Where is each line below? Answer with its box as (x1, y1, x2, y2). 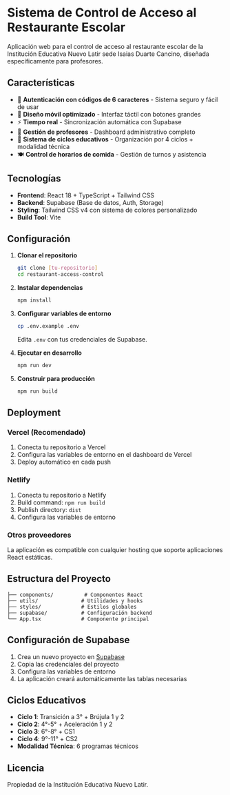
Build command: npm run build (17, 498, 105, 507)
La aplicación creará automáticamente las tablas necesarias (17, 674, 187, 683)
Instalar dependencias (17, 284, 83, 292)
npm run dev (17, 362, 52, 369)
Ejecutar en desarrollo (17, 349, 83, 357)
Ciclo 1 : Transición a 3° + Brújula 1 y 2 (17, 713, 125, 721)
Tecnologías (7, 173, 61, 184)
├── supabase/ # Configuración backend (7, 609, 153, 616)
